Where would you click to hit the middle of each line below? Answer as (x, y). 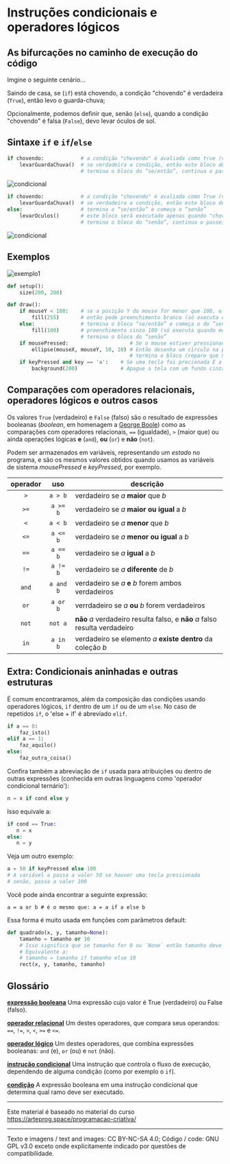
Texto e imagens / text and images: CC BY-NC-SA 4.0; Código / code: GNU (113, 1139)
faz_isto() (35, 732)
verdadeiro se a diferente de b (124, 569)
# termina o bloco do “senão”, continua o (142, 222)
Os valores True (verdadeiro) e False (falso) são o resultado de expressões (112, 417)
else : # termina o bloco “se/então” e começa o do (115, 324)
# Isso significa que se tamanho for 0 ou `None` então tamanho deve (121, 945)
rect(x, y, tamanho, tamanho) (63, 965)
